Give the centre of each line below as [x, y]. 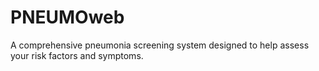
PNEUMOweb [67, 17]
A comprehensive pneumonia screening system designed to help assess [160, 45]
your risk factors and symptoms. [77, 55]
